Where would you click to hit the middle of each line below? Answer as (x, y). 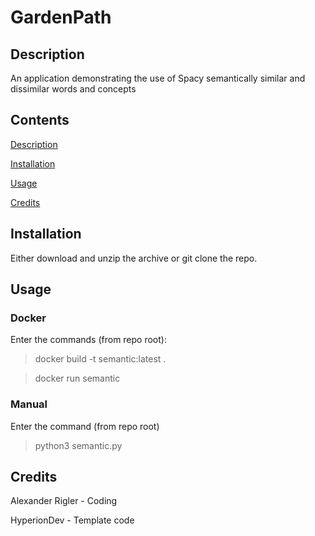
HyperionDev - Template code (72, 520)
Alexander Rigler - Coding (64, 501)
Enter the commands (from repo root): (88, 340)
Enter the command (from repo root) (85, 426)
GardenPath (61, 17)
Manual (29, 404)
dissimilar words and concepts (73, 89)
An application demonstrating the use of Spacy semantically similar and (158, 78)
